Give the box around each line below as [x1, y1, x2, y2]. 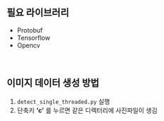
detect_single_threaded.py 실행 [16, 97, 111, 105]
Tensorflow [16, 33, 50, 42]
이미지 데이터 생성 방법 [6, 77, 100, 89]
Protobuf [16, 25, 43, 34]
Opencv [16, 41, 40, 50]
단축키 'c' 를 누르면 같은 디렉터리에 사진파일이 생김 [16, 105, 158, 115]
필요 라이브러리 [6, 6, 70, 19]
